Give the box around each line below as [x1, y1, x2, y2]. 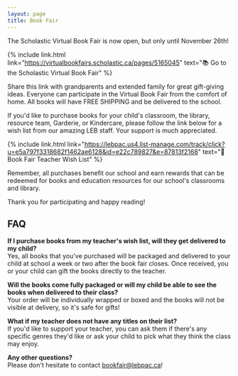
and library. [7, 184, 40, 192]
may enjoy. [7, 340, 39, 348]
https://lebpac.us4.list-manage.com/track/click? [84, 140, 225, 148]
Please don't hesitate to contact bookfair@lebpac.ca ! [7, 361, 163, 370]
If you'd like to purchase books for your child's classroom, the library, [7, 111, 210, 119]
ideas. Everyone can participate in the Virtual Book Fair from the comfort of [7, 89, 227, 98]
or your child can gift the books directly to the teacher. [7, 267, 167, 275]
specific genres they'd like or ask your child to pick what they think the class [7, 332, 231, 341]
